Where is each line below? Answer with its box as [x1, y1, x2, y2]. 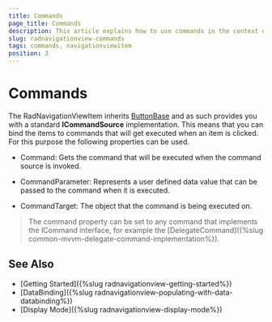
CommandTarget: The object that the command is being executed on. [19, 201, 253, 210]
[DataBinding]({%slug [19, 287, 93, 297]
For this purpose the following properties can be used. [8, 137, 190, 146]
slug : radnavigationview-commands [8, 34, 125, 43]
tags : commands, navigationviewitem [8, 42, 132, 50]
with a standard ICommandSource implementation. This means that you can [8, 119, 264, 129]
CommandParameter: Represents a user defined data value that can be [19, 176, 257, 186]
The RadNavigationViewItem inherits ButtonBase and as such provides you [8, 111, 257, 121]
